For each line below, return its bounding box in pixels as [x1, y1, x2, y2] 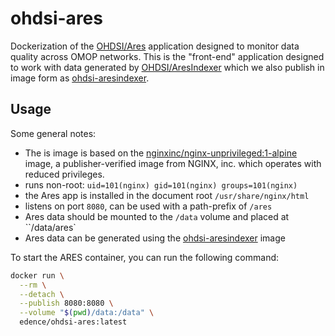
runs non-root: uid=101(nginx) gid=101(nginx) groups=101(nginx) [24, 178, 298, 191]
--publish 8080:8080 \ [19, 298, 114, 309]
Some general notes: [10, 127, 97, 139]
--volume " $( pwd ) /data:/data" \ [19, 308, 155, 318]
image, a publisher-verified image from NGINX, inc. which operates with [24, 157, 322, 169]
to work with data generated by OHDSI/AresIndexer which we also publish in [10, 61, 325, 73]
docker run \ [10, 270, 65, 281]
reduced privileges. [24, 168, 105, 180]
